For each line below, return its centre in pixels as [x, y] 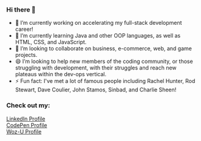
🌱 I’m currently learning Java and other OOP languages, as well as [98, 36]
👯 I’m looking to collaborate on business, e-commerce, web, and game [104, 48]
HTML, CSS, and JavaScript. [51, 42]
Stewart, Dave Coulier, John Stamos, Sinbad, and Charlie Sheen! [96, 90]
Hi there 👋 [21, 10]
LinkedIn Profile [26, 119]
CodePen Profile [27, 125]
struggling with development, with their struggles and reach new [96, 68]
